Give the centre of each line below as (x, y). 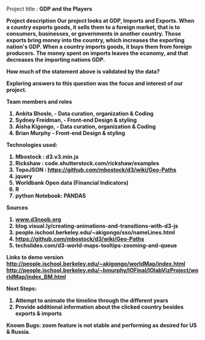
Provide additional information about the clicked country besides (99, 307)
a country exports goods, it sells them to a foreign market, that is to (93, 27)
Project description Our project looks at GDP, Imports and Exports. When (100, 20)
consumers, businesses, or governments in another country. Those (94, 34)
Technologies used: (32, 145)
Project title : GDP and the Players (49, 9)
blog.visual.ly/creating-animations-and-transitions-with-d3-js (97, 226)
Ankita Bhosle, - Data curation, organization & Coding (84, 113)
